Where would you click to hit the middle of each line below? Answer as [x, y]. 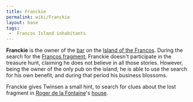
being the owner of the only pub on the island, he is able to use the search [97, 69]
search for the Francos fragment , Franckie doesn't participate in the [89, 57]
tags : [13, 28]
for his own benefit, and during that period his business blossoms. [87, 75]
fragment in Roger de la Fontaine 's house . [57, 93]
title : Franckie [26, 11]
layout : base [22, 22]
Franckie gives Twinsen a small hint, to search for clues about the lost [91, 87]
